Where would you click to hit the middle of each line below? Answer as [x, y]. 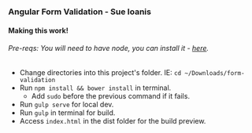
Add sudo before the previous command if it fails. [111, 95]
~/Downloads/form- [215, 73]
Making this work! [38, 31]
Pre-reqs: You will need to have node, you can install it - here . [109, 49]
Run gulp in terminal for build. [67, 113]
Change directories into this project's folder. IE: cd [100, 72]
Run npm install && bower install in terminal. [95, 88]
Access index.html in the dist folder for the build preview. [113, 120]
